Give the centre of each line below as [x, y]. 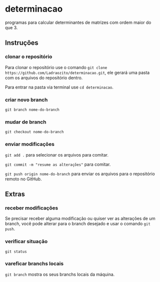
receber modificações [32, 208]
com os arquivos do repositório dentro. [44, 78]
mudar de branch [26, 122]
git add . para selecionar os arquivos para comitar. [57, 155]
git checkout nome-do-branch [34, 132]
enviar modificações [30, 144]
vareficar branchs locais [34, 264]
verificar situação [26, 242]
